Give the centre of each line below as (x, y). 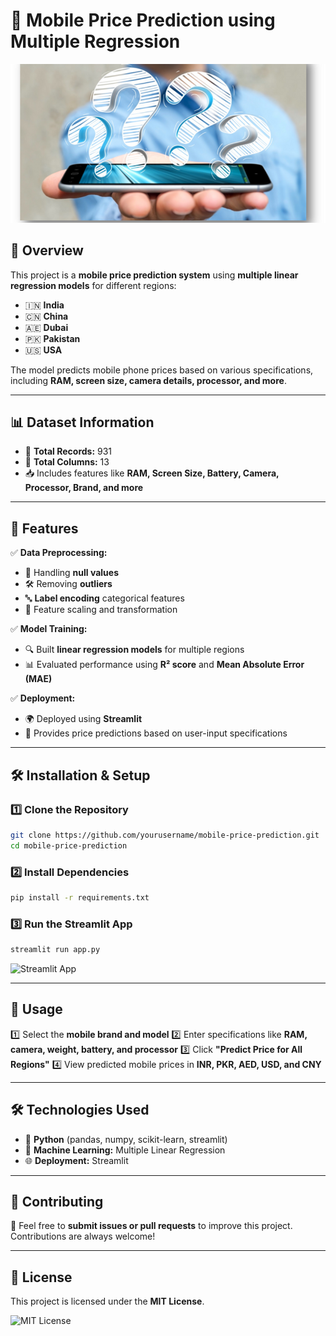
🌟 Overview (47, 250)
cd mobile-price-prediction (69, 845)
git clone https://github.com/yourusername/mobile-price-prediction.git (165, 835)
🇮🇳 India (44, 305)
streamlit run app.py (55, 950)
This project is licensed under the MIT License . (107, 1301)
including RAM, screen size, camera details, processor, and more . (148, 380)
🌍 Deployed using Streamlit (83, 719)
